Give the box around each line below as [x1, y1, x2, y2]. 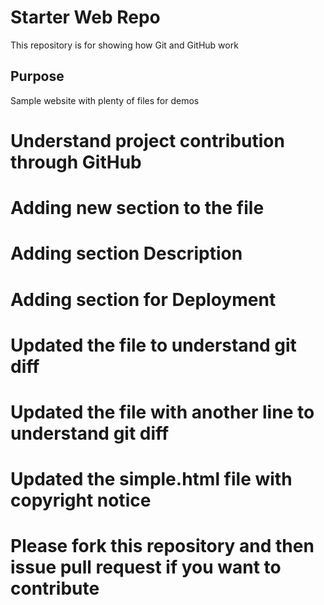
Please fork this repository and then [10, 535, 315, 558]
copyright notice [10, 489, 152, 512]
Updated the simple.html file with [10, 468, 293, 491]
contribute [10, 577, 100, 600]
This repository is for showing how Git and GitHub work [10, 39, 239, 51]
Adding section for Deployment [10, 288, 277, 311]
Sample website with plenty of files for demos [10, 94, 200, 106]
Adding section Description [10, 242, 243, 265]
